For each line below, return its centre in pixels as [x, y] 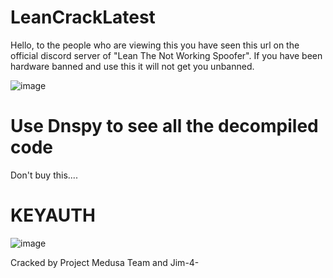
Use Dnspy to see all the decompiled [164, 126]
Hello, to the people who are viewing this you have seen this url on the [155, 45]
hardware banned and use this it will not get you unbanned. [132, 66]
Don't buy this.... [44, 175]
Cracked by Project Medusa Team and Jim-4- [105, 262]
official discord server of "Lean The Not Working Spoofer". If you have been [166, 55]
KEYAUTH [53, 215]
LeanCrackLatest [83, 17]
